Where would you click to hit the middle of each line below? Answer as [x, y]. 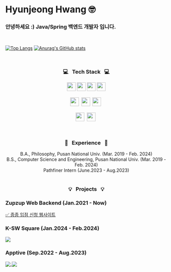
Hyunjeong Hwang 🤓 [51, 10]
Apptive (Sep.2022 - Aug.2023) [46, 252]
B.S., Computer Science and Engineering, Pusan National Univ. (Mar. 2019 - [86, 159]
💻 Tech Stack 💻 [86, 72]
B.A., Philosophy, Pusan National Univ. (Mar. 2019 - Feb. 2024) [86, 154]
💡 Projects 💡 [86, 189]
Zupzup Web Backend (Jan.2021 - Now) [56, 203]
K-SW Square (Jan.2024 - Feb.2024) [52, 228]
